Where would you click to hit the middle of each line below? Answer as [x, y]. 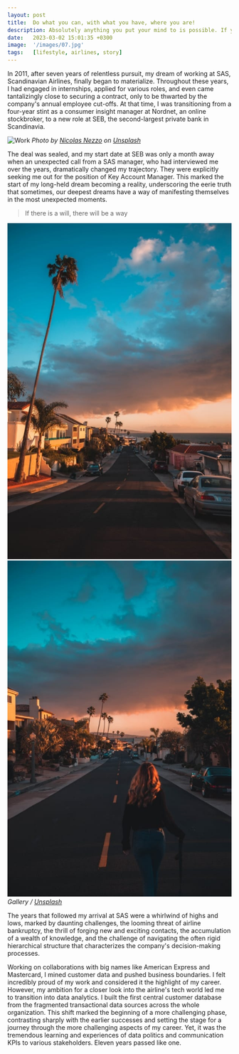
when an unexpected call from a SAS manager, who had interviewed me [113, 161]
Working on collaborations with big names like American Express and [109, 967]
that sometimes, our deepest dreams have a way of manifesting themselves [118, 192]
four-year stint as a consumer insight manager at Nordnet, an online [107, 111]
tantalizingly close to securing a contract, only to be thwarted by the [107, 96]
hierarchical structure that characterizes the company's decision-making [114, 946]
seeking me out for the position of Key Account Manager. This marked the [116, 177]
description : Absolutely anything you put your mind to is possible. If [117, 30]
